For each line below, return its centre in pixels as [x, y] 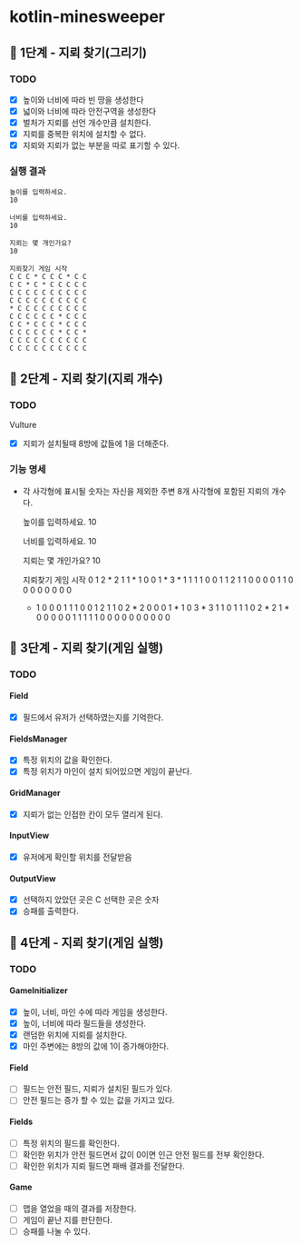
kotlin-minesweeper [88, 17]
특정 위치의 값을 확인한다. [68, 760]
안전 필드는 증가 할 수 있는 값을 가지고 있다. [98, 1101]
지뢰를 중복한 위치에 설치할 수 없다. [84, 134]
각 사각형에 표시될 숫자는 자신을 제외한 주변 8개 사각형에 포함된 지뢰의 [146, 491]
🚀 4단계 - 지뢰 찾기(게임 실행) [87, 942]
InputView [29, 836]
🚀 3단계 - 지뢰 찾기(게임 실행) [87, 647]
